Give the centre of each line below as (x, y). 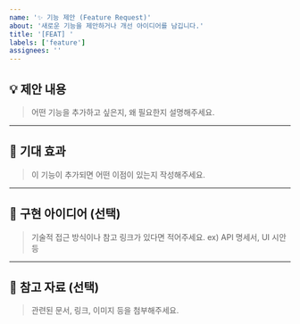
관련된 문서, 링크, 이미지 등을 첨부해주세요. (105, 311)
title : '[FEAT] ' (42, 34)
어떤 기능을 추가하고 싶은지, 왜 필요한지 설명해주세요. (123, 112)
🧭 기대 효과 (38, 151)
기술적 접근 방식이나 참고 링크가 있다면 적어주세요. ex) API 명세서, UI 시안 (159, 237)
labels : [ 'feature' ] (48, 42)
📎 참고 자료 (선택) (54, 287)
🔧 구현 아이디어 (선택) (65, 214)
